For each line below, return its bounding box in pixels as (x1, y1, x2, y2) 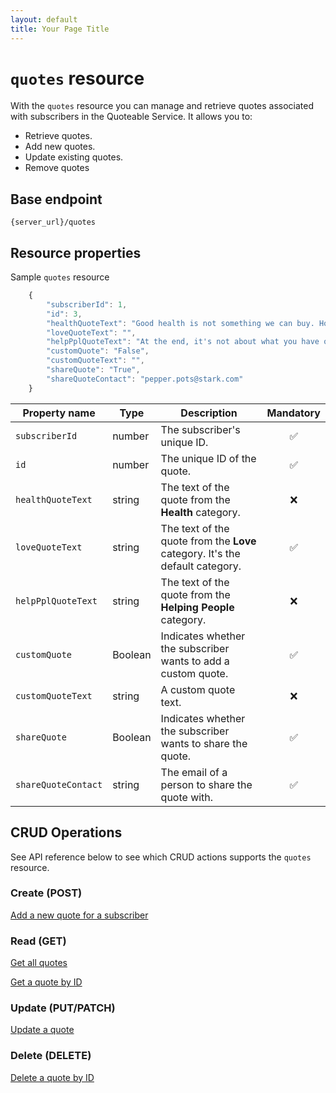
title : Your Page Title (10, 24, 110, 34)
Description (180, 406, 238, 420)
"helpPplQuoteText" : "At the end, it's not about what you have (46, 337, 320, 347)
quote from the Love (160, 534, 257, 548)
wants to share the (160, 736, 248, 750)
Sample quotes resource (10, 271, 110, 283)
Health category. (160, 505, 241, 519)
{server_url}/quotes (10, 217, 97, 228)
